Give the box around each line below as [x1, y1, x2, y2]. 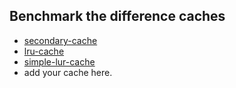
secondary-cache [23, 34, 98, 46]
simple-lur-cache [23, 55, 96, 68]
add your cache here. [23, 66, 113, 78]
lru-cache [23, 45, 65, 57]
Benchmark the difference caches [9, 8, 226, 25]
